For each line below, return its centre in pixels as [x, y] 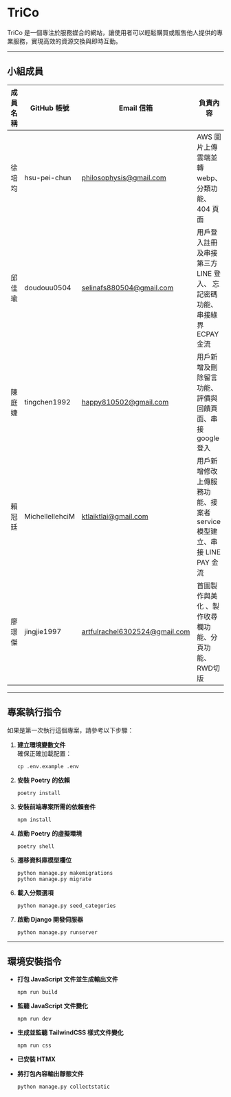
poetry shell [36, 846]
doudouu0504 [48, 287]
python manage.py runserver [57, 932]
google [208, 438]
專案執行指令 [34, 712]
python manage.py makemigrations [65, 873]
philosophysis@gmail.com [124, 177]
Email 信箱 [136, 108]
